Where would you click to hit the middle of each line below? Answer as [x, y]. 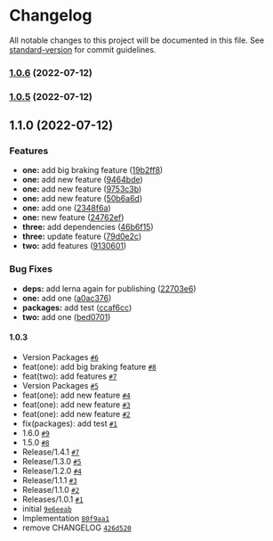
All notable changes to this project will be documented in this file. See [137, 40]
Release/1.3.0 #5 [52, 461]
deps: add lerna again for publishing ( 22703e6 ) [109, 288]
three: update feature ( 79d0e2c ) [82, 236]
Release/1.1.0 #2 [51, 489]
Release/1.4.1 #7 [51, 452]
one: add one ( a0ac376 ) [67, 298]
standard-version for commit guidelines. [83, 49]
